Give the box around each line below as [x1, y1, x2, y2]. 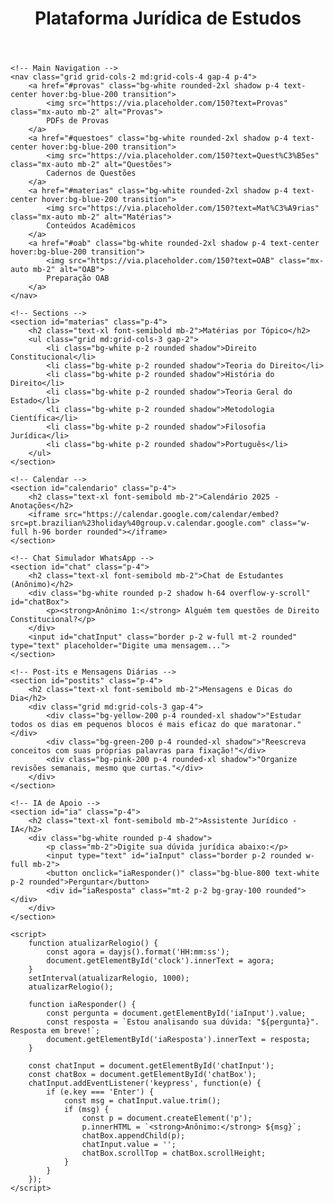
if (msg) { [63, 1105, 110, 1115]
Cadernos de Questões [46, 168, 137, 179]
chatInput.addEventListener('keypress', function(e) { [28, 1078, 262, 1089]
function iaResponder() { [28, 1000, 137, 1010]
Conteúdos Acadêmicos [46, 221, 137, 231]
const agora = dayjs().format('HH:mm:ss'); [46, 947, 230, 957]
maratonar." [251, 720, 302, 730]
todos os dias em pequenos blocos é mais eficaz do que [10, 720, 248, 730]
